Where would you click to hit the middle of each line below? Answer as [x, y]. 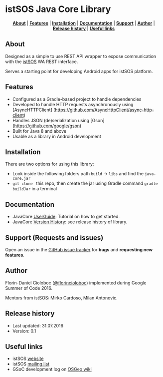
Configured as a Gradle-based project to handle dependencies [77, 99]
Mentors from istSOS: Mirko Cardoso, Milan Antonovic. [62, 298]
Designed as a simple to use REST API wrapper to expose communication [81, 56]
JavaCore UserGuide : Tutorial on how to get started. [66, 217]
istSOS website [28, 358]
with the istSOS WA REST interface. [42, 62]
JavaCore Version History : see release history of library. [70, 222]
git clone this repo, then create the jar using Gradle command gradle [85, 183]
